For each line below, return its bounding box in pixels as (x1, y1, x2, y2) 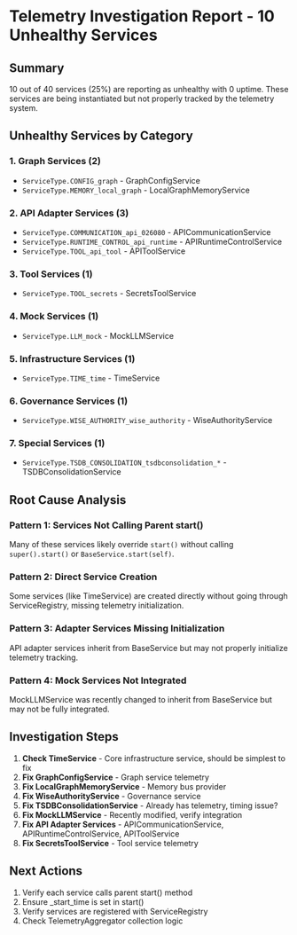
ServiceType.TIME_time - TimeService (21, 373, 160, 383)
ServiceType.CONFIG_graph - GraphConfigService (21, 175, 201, 185)
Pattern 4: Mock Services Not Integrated (9, 674, 187, 687)
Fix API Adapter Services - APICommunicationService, (21, 819, 224, 829)
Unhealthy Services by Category (9, 129, 193, 144)
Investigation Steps (9, 729, 119, 744)
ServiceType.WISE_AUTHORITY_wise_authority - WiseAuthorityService (21, 415, 273, 426)
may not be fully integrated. (9, 703, 110, 715)
